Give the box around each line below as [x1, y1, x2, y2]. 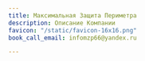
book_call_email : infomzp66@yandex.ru [8, 33, 137, 42]
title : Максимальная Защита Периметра [8, 11, 137, 20]
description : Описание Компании [8, 19, 116, 27]
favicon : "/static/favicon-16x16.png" [8, 26, 137, 34]
